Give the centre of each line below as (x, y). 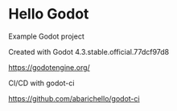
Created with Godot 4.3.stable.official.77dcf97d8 (89, 51)
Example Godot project (46, 36)
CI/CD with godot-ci (41, 83)
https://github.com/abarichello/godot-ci (74, 98)
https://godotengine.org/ (49, 67)
